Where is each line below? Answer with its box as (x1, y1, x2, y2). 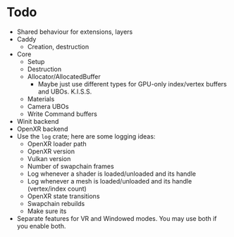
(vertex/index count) (27, 184, 87, 193)
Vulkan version (27, 154, 71, 162)
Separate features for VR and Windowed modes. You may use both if (16, 214, 217, 222)
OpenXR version (27, 147, 75, 155)
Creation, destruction (27, 42, 90, 51)
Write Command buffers (27, 110, 98, 118)
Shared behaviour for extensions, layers (16, 27, 133, 36)
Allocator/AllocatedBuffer (27, 72, 101, 81)
